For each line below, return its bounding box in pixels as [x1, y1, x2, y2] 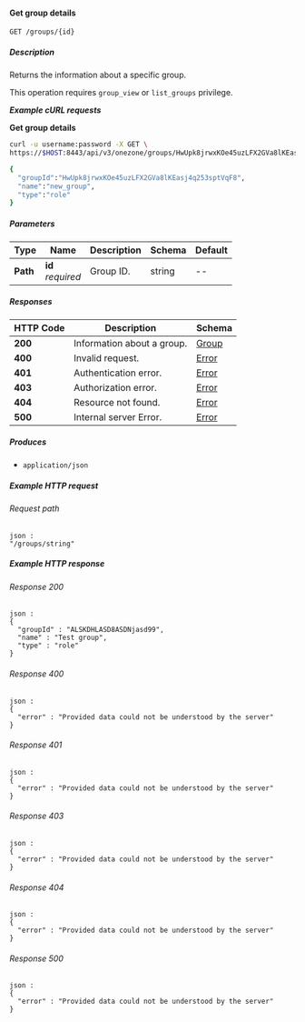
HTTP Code [14, 322, 65, 335]
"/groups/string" [9, 539, 75, 548]
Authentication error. [74, 366, 162, 379]
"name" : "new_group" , [17, 182, 95, 191]
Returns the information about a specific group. [9, 69, 187, 81]
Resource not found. [74, 396, 161, 409]
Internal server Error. [74, 411, 162, 424]
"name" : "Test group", [17, 633, 107, 643]
